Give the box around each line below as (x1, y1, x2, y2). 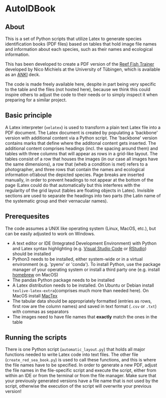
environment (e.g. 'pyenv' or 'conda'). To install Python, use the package (12, 261, 161, 267)
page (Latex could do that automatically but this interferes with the (5, 182, 141, 188)
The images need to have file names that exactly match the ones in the (12, 313, 157, 319)
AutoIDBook (5, 3, 56, 14)
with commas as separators (12, 309, 69, 314)
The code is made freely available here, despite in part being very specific (5, 81, 157, 87)
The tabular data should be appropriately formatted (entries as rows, (12, 298, 152, 304)
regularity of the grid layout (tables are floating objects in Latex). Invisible (5, 187, 154, 193)
